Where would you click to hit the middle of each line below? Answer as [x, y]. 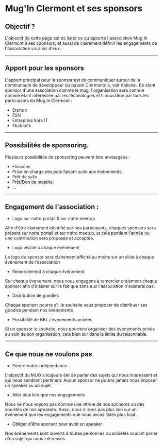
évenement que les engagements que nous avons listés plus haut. [71, 415]
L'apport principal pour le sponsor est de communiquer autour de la [73, 80]
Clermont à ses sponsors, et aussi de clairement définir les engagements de [81, 43]
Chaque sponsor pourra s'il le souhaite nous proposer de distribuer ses [76, 305]
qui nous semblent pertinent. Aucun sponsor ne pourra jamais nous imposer [81, 380]
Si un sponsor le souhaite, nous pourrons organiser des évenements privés [80, 329]
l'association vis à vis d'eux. [33, 48]
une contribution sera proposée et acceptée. [50, 238]
